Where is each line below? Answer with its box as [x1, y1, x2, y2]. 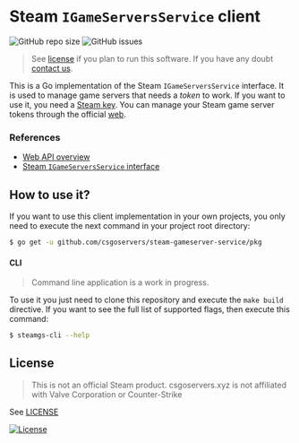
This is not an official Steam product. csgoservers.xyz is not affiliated [30, 379, 287, 390]
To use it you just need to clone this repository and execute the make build [9, 294, 284, 306]
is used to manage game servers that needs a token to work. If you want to [9, 90, 286, 100]
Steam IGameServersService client [9, 6, 261, 27]
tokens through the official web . [9, 109, 127, 119]
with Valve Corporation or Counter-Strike [30, 388, 183, 400]
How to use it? [9, 187, 90, 203]
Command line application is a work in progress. [30, 277, 209, 288]
